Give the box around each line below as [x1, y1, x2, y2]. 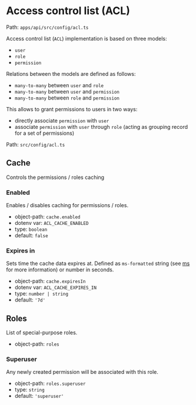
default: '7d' [14, 296, 46, 304]
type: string [14, 386, 45, 393]
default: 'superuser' [14, 393, 64, 400]
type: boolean [14, 225, 48, 233]
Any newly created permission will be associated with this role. [6, 369, 159, 376]
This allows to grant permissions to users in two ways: [6, 105, 138, 112]
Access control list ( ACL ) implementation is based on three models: [6, 35, 167, 42]
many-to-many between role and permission [14, 94, 119, 101]
